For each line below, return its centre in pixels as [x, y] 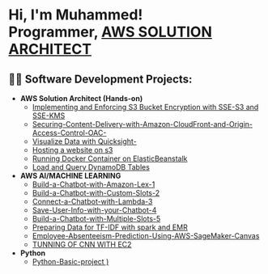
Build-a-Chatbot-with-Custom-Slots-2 [96, 193]
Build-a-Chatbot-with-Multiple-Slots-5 [96, 219]
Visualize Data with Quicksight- [85, 141]
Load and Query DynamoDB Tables [91, 167]
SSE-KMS [49, 116]
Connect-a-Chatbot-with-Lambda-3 [92, 201]
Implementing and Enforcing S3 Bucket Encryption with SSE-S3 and [145, 107]
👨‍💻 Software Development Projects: [100, 79]
